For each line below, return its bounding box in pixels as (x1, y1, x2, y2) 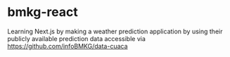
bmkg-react (7, 4, 79, 20)
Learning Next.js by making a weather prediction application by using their (7, 27, 223, 35)
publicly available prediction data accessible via (7, 34, 146, 42)
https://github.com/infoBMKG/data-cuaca (7, 42, 128, 50)
